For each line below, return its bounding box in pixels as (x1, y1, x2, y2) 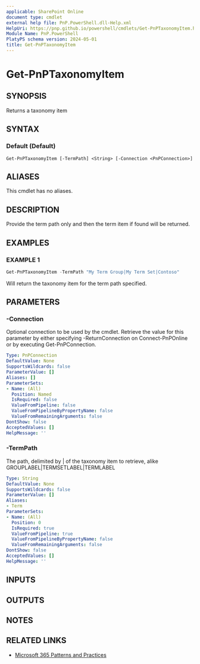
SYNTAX (6, 124, 40, 134)
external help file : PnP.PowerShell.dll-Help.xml (6, 20, 132, 26)
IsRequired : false (11, 397, 58, 403)
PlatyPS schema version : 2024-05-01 (6, 36, 97, 42)
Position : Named (11, 391, 52, 397)
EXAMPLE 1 (6, 255, 40, 264)
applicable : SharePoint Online (6, 8, 84, 15)
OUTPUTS (6, 595, 45, 605)
